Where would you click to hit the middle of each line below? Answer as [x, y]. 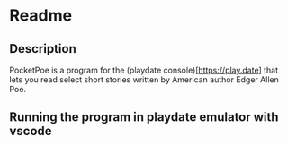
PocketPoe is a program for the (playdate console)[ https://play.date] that [144, 70]
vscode [31, 131]
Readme [41, 16]
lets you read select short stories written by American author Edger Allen [144, 80]
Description [43, 49]
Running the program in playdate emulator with [144, 117]
